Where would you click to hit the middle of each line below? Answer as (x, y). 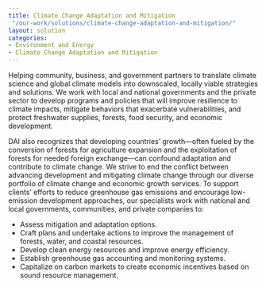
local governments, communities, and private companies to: (106, 209)
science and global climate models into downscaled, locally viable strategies (133, 84)
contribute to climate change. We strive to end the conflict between (118, 167)
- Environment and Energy (51, 45)
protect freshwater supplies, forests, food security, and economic (116, 117)
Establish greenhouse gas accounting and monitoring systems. (123, 258)
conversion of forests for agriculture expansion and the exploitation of (123, 150)
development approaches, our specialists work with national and (145, 200)
